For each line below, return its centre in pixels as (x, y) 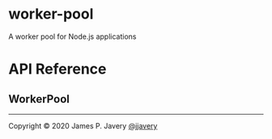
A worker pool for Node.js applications (72, 36)
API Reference (57, 69)
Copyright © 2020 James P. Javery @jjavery (83, 125)
